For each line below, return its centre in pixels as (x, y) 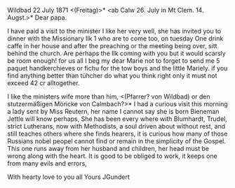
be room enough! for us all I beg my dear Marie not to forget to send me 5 (114, 61)
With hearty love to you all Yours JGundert (68, 177)
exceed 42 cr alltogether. (43, 83)
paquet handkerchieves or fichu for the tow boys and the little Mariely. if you (117, 68)
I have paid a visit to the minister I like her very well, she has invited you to (114, 31)
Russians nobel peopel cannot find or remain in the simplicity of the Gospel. (117, 141)
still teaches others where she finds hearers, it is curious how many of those (117, 133)
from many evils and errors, (47, 163)
